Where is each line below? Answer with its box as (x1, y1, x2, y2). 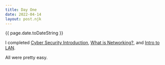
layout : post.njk (5, 16, 42, 21)
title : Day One (5, 7, 37, 12)
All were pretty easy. (5, 55, 48, 61)
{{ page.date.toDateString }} (5, 30, 64, 36)
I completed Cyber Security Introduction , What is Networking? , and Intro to (5, 40, 160, 46)
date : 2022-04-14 (5, 12, 42, 17)
